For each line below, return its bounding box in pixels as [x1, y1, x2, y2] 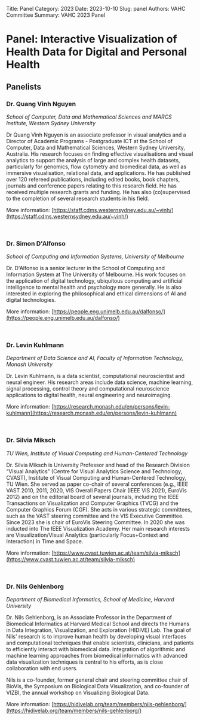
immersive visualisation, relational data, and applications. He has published [6, 169, 191, 176]
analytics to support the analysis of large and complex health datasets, [6, 156, 180, 164]
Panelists [6, 81, 42, 92]
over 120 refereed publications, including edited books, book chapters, [6, 176, 180, 183]
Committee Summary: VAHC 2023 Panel [6, 11, 106, 19]
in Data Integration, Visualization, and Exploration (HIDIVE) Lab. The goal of [6, 627, 192, 634]
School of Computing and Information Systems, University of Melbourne [6, 253, 184, 260]
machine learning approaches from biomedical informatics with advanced [6, 652, 188, 660]
